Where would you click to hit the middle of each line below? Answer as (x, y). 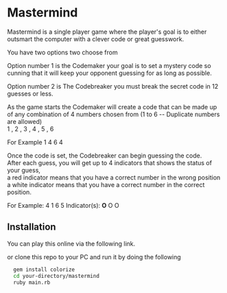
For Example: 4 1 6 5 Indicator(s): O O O (63, 205)
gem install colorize (44, 270)
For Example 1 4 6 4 (35, 142)
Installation (32, 227)
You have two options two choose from (62, 52)
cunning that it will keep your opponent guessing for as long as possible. (110, 73)
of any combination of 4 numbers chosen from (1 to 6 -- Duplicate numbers (113, 114)
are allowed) (25, 121)
